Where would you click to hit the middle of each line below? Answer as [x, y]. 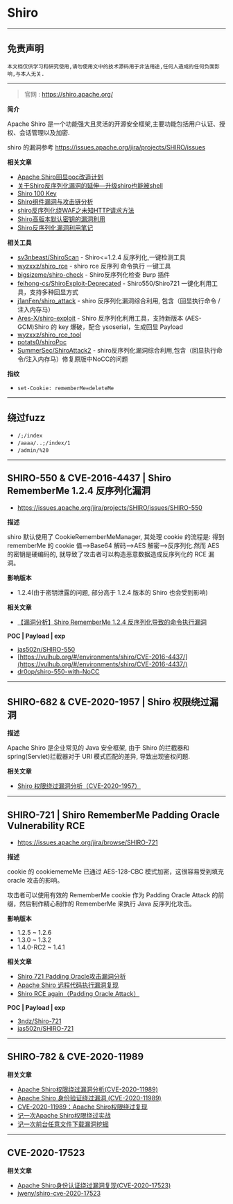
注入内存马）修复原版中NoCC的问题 [77, 359]
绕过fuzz [26, 418]
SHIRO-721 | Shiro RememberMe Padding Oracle [113, 815]
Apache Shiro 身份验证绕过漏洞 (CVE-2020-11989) [89, 1098]
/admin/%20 [33, 450]
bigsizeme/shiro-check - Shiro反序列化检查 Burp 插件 [94, 274]
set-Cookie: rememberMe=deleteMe [66, 388]
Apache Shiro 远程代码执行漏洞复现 [68, 985]
